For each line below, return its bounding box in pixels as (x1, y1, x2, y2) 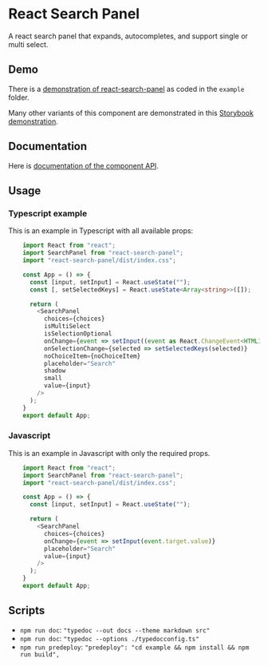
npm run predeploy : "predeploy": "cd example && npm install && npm (19, 642, 250, 652)
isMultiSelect (43, 323, 91, 331)
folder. (8, 93, 30, 102)
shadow (43, 367, 66, 375)
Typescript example (8, 208, 88, 219)
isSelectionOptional (43, 330, 112, 338)
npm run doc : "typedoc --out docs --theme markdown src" (19, 624, 211, 635)
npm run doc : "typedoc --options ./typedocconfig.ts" (19, 633, 199, 643)
